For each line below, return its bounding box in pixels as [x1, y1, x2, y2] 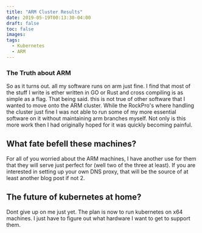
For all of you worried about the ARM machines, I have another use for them [6, 155, 197, 162]
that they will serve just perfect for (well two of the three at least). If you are [6, 161, 196, 169]
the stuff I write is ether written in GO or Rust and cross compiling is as [6, 89, 184, 96]
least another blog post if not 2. [6, 174, 85, 181]
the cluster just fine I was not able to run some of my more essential [6, 108, 176, 116]
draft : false [6, 20, 40, 26]
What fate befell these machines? [6, 139, 137, 149]
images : [6, 32, 26, 38]
